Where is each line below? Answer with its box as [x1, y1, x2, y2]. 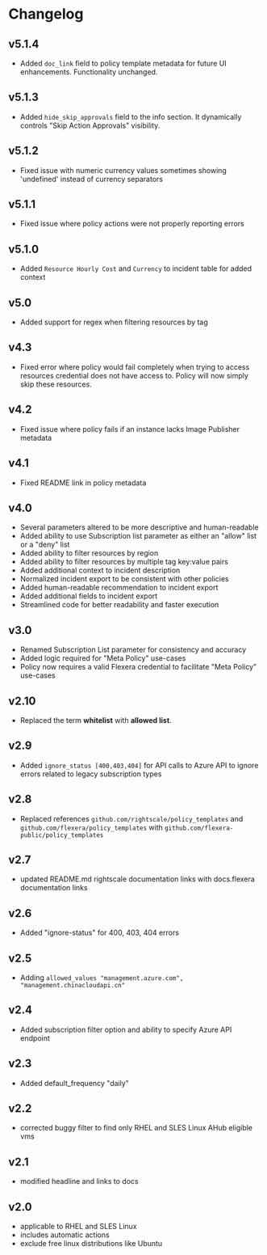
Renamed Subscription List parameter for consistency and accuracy [19, 644, 247, 655]
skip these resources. [19, 379, 93, 389]
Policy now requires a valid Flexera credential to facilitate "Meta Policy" [19, 662, 257, 672]
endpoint [19, 1033, 51, 1043]
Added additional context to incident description [19, 565, 181, 575]
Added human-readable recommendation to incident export [19, 583, 219, 593]
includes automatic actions [19, 1230, 111, 1240]
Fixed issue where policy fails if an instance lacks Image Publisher [19, 424, 240, 433]
